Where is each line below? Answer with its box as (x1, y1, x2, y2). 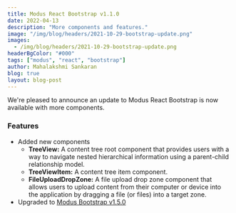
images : (7, 37, 31, 44)
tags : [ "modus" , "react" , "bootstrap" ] (7, 57, 126, 64)
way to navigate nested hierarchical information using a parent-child (28, 152, 230, 160)
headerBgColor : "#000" (7, 50, 75, 58)
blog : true (7, 70, 40, 77)
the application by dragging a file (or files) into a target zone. (28, 190, 207, 199)
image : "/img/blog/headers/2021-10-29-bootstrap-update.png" (7, 30, 193, 38)
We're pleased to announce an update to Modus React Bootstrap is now (7, 96, 219, 104)
